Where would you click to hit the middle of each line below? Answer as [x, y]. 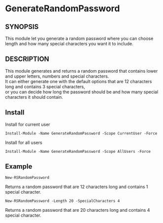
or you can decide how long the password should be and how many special [82, 92]
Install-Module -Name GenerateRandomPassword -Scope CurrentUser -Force [81, 133]
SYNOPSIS [22, 27]
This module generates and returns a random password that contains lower [81, 71]
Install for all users [24, 142]
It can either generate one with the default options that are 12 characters [79, 81]
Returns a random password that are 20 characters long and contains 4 [78, 210]
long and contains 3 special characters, [45, 86]
